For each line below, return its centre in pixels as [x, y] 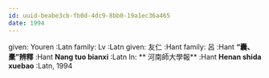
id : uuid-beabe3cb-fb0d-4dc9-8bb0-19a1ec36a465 [90, 16]
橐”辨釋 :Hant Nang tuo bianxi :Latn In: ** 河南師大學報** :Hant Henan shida [135, 57]
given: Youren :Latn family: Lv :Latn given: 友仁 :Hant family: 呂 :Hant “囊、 [131, 47]
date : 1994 [26, 23]
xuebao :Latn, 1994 [41, 65]
